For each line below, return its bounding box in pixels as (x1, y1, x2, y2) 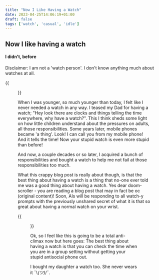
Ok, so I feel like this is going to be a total (30, 232, 115, 238)
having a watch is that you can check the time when (30, 243, 137, 249)
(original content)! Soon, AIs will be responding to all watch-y (17, 193, 144, 199)
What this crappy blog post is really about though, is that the (17, 171, 142, 177)
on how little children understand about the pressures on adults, (17, 120, 149, 126)
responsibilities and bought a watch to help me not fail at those (17, 156, 147, 162)
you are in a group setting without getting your (30, 248, 126, 254)
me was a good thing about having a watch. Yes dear (17, 182, 127, 188)
